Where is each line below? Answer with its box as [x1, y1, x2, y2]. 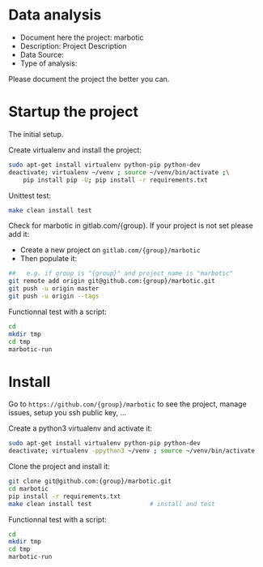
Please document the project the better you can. [8, 74, 170, 84]
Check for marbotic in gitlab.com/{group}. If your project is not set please [8, 221, 253, 230]
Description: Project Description [19, 41, 127, 50]
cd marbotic [8, 484, 49, 492]
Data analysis [8, 6, 102, 24]
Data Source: [19, 49, 65, 59]
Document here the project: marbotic [19, 32, 144, 42]
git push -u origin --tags [8, 292, 100, 300]
